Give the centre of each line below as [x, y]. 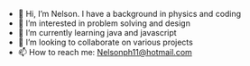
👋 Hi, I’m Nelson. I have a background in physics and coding [130, 14]
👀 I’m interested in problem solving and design [104, 23]
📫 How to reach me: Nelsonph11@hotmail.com [105, 52]
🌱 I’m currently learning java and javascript [97, 33]
